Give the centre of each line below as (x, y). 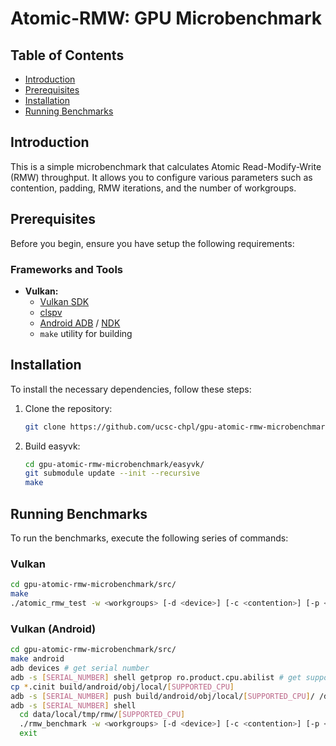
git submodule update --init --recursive (112, 473)
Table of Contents (67, 55)
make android (37, 659)
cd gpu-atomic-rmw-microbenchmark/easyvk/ (114, 464)
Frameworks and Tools (66, 269)
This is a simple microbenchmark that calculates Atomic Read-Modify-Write (166, 166)
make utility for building (86, 333)
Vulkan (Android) (53, 629)
